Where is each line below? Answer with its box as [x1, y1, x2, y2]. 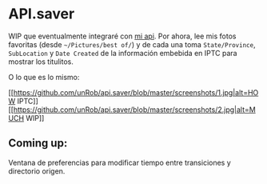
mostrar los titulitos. [8, 57, 74, 66]
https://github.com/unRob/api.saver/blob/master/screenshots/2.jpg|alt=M [13, 105, 256, 114]
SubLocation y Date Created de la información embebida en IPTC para [8, 48, 237, 58]
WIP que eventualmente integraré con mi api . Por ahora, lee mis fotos [8, 31, 237, 41]
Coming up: [8, 137, 68, 150]
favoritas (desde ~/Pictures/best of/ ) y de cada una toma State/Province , [8, 39, 256, 49]
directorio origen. [8, 166, 66, 176]
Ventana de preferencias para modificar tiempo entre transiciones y [8, 158, 232, 167]
